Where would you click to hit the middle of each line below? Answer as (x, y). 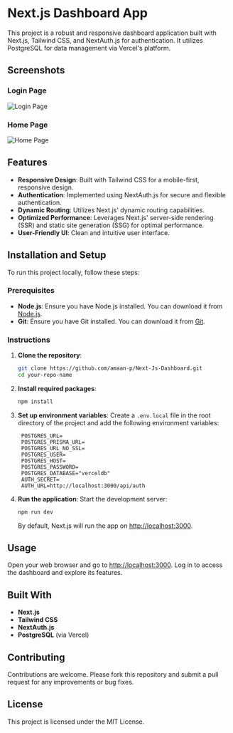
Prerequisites (31, 291)
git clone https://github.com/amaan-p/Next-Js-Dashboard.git (110, 368)
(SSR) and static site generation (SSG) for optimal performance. (111, 225)
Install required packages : (57, 388)
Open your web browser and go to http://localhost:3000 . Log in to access (115, 565)
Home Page (28, 125)
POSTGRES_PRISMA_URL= (53, 442)
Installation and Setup (57, 255)
